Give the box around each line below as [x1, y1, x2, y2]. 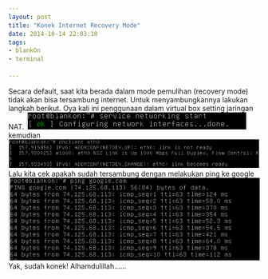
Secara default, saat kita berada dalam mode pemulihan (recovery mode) [8, 86, 249, 96]
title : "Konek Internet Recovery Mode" [8, 21, 141, 30]
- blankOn [8, 46, 41, 55]
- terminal [8, 55, 45, 63]
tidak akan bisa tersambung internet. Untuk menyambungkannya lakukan [8, 94, 249, 104]
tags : [8, 38, 26, 46]
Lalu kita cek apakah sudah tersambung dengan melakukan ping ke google [8, 169, 255, 178]
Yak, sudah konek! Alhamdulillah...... [8, 261, 127, 271]
